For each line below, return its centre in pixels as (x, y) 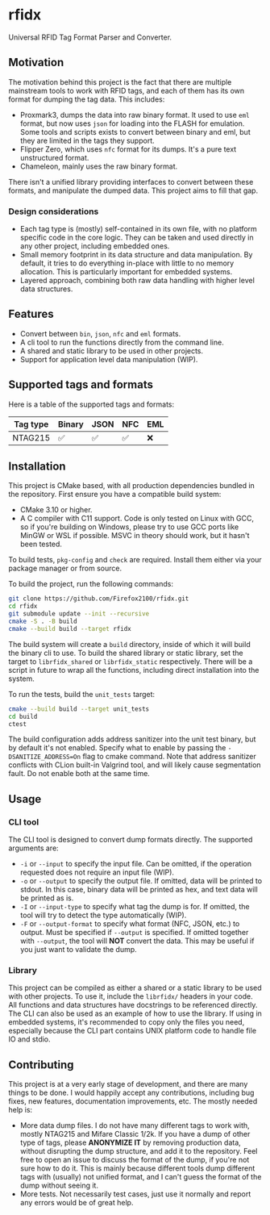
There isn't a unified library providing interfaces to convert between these (131, 182)
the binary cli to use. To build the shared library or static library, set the (126, 653)
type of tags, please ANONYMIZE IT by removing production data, (131, 1142)
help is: (21, 1110)
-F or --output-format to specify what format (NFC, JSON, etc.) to (130, 924)
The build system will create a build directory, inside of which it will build (130, 644)
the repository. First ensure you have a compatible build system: (115, 495)
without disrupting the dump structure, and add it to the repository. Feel (139, 1151)
